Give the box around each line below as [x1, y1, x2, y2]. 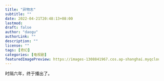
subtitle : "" [5, 12, 32, 16]
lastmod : [5, 20, 23, 26]
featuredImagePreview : [5, 57, 51, 62]
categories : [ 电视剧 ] [5, 52, 47, 57]
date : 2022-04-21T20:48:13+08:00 [5, 16, 73, 21]
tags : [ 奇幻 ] [5, 48, 30, 52]
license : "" [5, 43, 29, 48]
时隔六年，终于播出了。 [5, 71, 52, 77]
